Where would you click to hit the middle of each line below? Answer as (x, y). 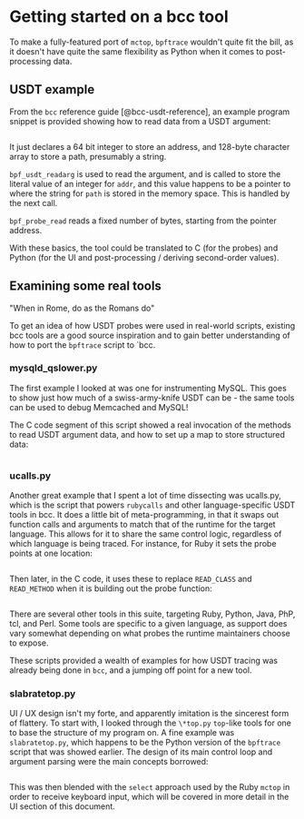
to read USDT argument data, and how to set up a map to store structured (147, 434)
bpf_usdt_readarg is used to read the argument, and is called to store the (145, 173)
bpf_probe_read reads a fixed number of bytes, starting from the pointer (143, 221)
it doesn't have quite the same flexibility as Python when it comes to (137, 51)
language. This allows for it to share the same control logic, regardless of (146, 534)
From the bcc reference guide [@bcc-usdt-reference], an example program (150, 112)
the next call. (34, 202)
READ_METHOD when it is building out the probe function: (111, 588)
